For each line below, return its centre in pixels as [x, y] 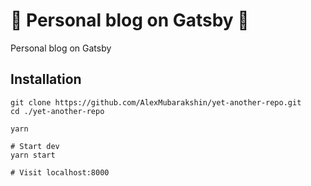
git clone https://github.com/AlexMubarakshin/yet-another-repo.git [156, 102]
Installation [46, 79]
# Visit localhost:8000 [60, 172]
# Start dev [35, 146]
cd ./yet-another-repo [57, 111]
